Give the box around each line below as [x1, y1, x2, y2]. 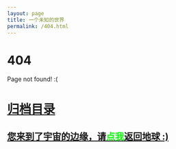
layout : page [7, 10, 45, 17]
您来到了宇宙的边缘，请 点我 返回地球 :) [7, 130, 169, 142]
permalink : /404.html [7, 23, 69, 30]
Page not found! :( [7, 75, 58, 83]
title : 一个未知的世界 [7, 16, 65, 23]
